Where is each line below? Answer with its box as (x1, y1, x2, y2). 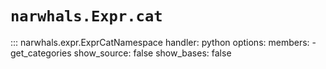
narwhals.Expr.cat (10, 7, 163, 26)
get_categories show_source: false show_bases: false (10, 47, 232, 59)
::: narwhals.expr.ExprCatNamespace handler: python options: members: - (10, 36, 317, 48)
